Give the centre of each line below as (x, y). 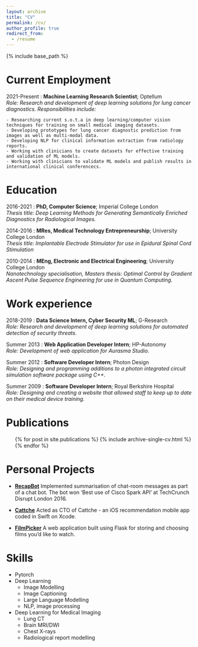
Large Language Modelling (56, 600)
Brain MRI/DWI (41, 625)
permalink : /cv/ (26, 23)
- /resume (23, 39)
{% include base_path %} (37, 56)
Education (32, 190)
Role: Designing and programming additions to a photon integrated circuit (96, 368)
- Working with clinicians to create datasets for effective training (95, 151)
